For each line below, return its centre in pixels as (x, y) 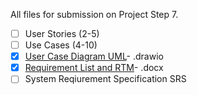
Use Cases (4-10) (61, 45)
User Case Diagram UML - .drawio (94, 56)
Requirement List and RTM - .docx (94, 68)
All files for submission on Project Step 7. (94, 14)
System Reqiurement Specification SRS (105, 79)
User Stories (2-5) (62, 33)
